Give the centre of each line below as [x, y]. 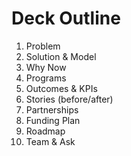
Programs [46, 78]
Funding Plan [53, 120]
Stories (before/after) [69, 99]
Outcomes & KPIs [61, 88]
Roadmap [45, 131]
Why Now [46, 67]
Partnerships [52, 109]
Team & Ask [50, 141]
